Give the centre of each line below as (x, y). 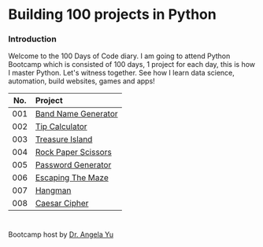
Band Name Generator (76, 114)
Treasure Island (64, 139)
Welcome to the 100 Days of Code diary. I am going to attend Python (119, 56)
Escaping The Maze (72, 178)
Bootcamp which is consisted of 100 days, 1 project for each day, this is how (132, 65)
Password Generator (73, 165)
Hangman (53, 190)
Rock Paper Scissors (73, 153)
